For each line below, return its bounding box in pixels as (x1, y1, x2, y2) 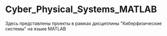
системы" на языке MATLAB (5, 25, 66, 31)
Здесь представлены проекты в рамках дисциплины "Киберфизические (5, 20, 162, 26)
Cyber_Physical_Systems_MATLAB (5, 4, 157, 15)
